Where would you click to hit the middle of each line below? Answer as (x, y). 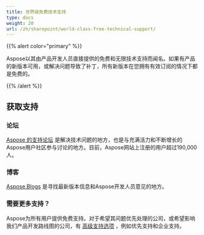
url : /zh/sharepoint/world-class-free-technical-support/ (81, 29)
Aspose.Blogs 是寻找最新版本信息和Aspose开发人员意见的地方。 (87, 186)
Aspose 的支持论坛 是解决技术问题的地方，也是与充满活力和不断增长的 (94, 140)
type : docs (20, 18)
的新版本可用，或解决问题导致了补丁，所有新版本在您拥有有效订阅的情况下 (99, 66)
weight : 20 (20, 23)
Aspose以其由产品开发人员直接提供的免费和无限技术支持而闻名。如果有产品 (101, 59)
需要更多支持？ (28, 204)
